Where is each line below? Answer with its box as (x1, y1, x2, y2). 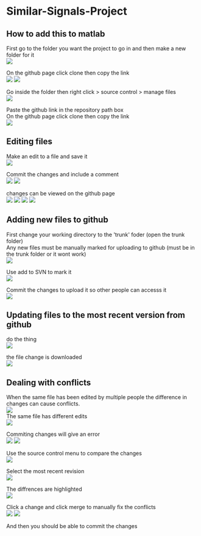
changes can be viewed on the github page (6, 189, 115, 197)
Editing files (6, 136, 53, 147)
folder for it (6, 51, 35, 59)
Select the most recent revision (6, 468, 85, 475)
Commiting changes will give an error (6, 430, 100, 438)
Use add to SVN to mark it (6, 268, 72, 275)
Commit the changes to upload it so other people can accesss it (6, 286, 167, 294)
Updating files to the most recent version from (6, 310, 186, 321)
